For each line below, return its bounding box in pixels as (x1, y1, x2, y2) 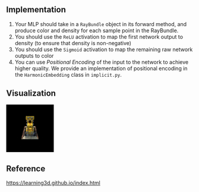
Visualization (6, 89, 56, 99)
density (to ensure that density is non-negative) (14, 39, 132, 46)
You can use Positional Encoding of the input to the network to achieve (14, 58, 189, 65)
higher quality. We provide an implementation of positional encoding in (14, 65, 188, 72)
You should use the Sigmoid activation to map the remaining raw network (14, 46, 193, 53)
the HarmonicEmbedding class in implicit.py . (14, 71, 122, 78)
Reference (6, 163, 46, 174)
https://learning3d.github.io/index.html (6, 180, 101, 187)
